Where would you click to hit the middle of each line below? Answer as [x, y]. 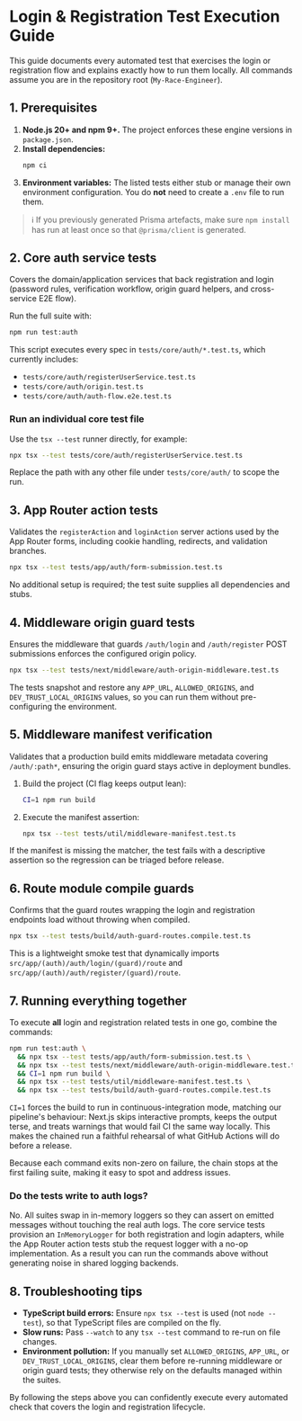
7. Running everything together [98, 1001]
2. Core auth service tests [83, 258]
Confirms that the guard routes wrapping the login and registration [133, 910]
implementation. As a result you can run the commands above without [139, 1254]
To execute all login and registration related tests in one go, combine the [143, 1022]
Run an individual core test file [77, 419]
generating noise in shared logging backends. [94, 1263]
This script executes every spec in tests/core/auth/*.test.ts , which [138, 350]
